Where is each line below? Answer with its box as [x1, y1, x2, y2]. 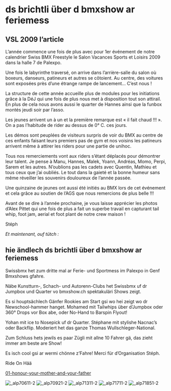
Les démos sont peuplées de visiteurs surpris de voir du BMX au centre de [5, 132, 163, 138]
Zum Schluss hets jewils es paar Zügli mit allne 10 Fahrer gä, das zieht [5, 334, 153, 341]
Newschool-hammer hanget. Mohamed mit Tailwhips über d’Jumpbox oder [5, 304, 163, 310]
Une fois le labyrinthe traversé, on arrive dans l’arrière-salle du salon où [5, 69, 157, 76]
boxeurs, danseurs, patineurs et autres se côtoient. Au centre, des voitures [5, 75, 163, 81]
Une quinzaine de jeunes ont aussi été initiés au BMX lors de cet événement [5, 185, 166, 191]
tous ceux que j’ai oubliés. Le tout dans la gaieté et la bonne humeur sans [5, 170, 160, 175]
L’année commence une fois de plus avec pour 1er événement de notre [5, 49, 155, 54]
